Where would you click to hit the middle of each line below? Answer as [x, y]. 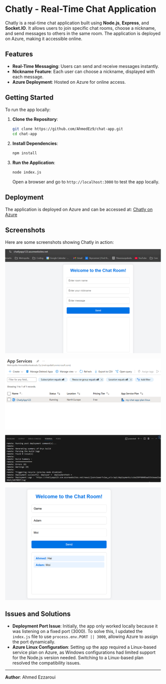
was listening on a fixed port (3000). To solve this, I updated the [77, 631]
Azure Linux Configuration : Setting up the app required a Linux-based [84, 647]
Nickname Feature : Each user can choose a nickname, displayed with [83, 71]
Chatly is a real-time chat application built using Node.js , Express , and [77, 23]
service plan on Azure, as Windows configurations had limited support [84, 652]
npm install [24, 153]
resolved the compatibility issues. [46, 663]
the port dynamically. [34, 642]
